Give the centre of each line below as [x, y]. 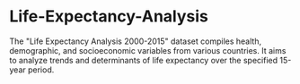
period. [41, 70]
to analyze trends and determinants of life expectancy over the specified [144, 60]
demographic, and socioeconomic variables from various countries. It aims [148, 50]
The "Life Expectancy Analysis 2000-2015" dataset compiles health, [136, 41]
